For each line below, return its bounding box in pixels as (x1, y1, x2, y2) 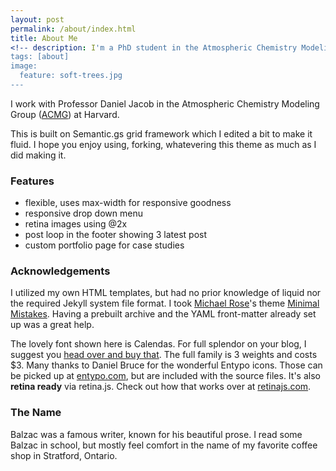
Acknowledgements (10, 264, 111, 278)
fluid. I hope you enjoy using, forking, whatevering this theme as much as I (10, 138, 317, 150)
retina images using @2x (24, 218, 128, 230)
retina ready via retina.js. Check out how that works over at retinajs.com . (10, 381, 312, 393)
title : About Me (10, 33, 78, 43)
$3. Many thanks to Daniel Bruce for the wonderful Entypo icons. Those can (10, 359, 323, 371)
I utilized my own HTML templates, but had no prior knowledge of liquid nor (10, 287, 322, 299)
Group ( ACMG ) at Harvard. (10, 108, 120, 120)
